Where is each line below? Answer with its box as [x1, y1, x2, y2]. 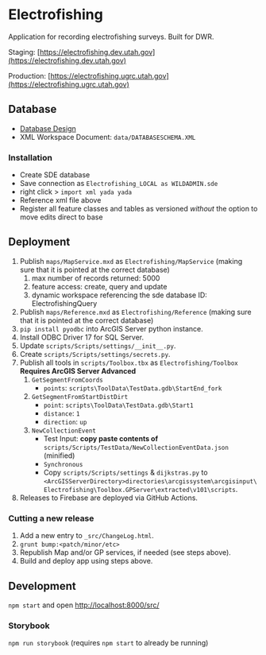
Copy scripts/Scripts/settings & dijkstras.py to [43, 467, 208, 477]
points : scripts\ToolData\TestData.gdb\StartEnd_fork [43, 383, 222, 393]
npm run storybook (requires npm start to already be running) [8, 638, 209, 648]
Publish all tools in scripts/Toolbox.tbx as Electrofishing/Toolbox [19, 358, 238, 367]
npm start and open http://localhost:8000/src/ [8, 600, 160, 610]
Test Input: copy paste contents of [43, 433, 159, 443]
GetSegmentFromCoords [31, 376, 103, 384]
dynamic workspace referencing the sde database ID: [31, 290, 208, 300]
